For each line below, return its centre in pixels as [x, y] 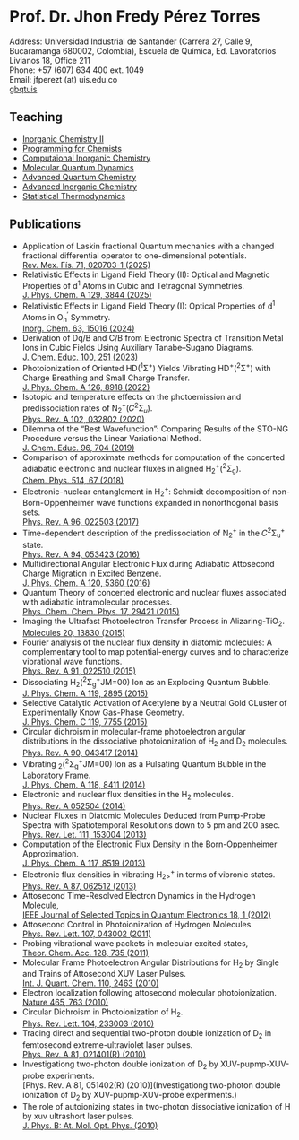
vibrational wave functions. [72, 661]
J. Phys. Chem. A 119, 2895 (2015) [85, 693]
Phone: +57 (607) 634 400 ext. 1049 [77, 70]
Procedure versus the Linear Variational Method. [111, 439]
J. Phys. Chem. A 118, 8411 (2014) [84, 785]
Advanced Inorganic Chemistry [79, 187]
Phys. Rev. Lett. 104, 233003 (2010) [88, 1023]
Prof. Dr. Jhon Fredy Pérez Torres [135, 17]
